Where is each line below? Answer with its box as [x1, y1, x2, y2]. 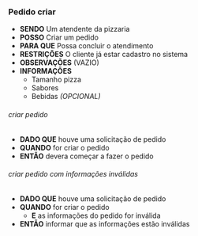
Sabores [31, 83, 59, 93]
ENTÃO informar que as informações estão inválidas [19, 219, 190, 228]
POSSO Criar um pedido [19, 32, 99, 42]
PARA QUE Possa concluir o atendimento [19, 41, 154, 51]
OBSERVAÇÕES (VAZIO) [19, 58, 100, 67]
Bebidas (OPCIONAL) [31, 92, 101, 101]
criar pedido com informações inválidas [8, 169, 138, 179]
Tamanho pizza [31, 74, 81, 85]
